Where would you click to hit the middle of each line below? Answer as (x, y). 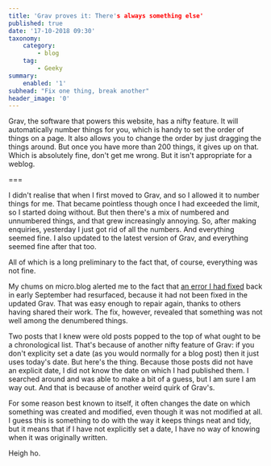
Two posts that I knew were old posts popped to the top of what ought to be (135, 336)
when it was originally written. (58, 438)
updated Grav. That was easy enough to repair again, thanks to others (125, 304)
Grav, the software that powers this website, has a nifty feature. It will (123, 121)
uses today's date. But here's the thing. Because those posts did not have (131, 362)
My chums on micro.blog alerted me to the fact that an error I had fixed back (135, 286)
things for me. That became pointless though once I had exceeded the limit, (134, 204)
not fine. (22, 271)
